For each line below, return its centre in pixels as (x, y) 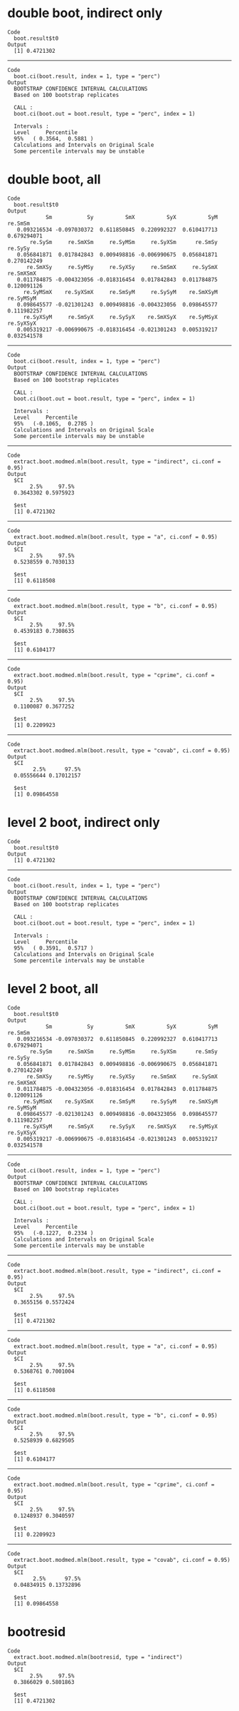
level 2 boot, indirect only (84, 823)
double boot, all (54, 179)
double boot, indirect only (85, 13)
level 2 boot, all (53, 989)
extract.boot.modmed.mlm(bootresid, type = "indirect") (98, 1657)
